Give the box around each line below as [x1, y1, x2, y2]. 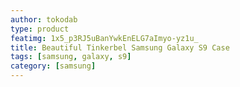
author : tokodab [10, 14, 78, 25]
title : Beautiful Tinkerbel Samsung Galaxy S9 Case [10, 42, 230, 53]
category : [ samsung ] [10, 61, 97, 71]
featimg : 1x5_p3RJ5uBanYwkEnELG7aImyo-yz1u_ [10, 33, 199, 43]
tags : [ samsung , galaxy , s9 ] [10, 52, 132, 62]
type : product [10, 24, 70, 34]
